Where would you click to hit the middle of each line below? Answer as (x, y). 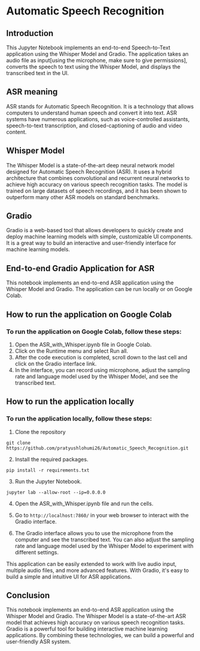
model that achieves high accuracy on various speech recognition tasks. (96, 623)
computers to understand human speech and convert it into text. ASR (92, 113)
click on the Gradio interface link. (56, 364)
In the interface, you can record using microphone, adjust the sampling (102, 370)
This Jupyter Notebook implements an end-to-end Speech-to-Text (88, 47)
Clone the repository (40, 432)
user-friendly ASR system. (39, 642)
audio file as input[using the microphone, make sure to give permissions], (97, 60)
